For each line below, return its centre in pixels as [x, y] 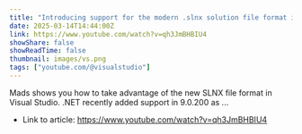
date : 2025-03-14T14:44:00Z [62, 26]
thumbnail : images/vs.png [58, 59]
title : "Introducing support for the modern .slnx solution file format [148, 17]
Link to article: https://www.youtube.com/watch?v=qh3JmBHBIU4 [145, 119]
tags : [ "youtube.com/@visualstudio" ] [80, 68]
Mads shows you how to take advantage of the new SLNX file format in [141, 92]
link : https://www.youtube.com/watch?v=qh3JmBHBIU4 [108, 34]
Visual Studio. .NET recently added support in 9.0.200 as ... [119, 102]
